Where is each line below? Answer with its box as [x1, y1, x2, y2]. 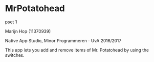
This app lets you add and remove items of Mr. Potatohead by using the [5, 47, 149, 53]
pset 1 [5, 19, 17, 25]
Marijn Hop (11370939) [5, 28, 51, 34]
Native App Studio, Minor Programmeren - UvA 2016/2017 [5, 37, 122, 44]
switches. [5, 52, 24, 58]
